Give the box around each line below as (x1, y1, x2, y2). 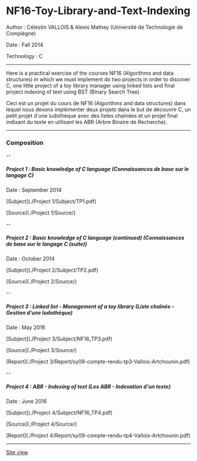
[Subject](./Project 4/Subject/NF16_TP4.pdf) (6, 409, 113, 416)
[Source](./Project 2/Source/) (6, 278, 77, 285)
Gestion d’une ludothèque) (6, 309, 73, 316)
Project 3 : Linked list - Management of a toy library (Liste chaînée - (6, 303, 175, 310)
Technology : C (6, 52, 43, 59)
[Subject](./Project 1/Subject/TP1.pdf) (6, 198, 97, 205)
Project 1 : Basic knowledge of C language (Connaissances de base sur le (6, 165, 189, 172)
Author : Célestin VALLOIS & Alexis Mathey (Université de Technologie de (6, 24, 184, 31)
